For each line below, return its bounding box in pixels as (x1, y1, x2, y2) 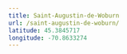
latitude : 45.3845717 (8, 26, 81, 34)
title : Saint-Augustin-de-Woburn (8, 11, 120, 20)
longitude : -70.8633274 (8, 33, 88, 42)
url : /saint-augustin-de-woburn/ (8, 19, 120, 27)
